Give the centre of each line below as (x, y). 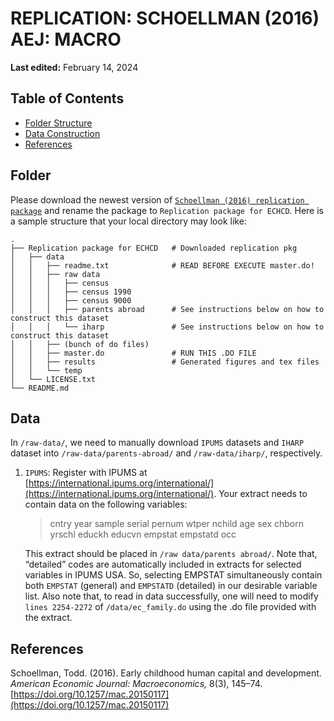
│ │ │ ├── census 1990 (71, 292)
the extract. (48, 618)
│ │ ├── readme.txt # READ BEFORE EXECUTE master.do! (162, 265)
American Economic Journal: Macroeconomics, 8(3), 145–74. (136, 684)
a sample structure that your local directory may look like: (128, 221)
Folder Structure (58, 123)
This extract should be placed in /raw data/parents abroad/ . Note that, (171, 554)
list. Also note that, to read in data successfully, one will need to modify (171, 596)
